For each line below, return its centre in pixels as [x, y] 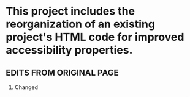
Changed [26, 87]
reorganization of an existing [81, 24]
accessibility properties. [69, 50]
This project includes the [70, 11]
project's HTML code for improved [95, 37]
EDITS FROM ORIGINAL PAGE [62, 72]
